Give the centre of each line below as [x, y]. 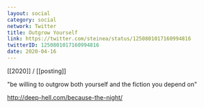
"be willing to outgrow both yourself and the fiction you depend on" [102, 84]
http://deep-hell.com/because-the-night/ [65, 97]
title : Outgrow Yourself [42, 32]
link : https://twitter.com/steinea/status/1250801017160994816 [99, 39]
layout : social [29, 13]
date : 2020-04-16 [32, 52]
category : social [32, 20]
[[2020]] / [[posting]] [37, 71]
